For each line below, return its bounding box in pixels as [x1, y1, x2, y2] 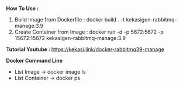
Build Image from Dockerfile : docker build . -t [14, 16, 125, 23]
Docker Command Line [6, 57, 63, 64]
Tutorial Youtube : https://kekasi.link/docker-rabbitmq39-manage [6, 46, 165, 53]
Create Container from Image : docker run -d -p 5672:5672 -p [14, 28, 164, 35]
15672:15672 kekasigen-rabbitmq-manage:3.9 [14, 35, 126, 41]
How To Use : [6, 5, 39, 12]
